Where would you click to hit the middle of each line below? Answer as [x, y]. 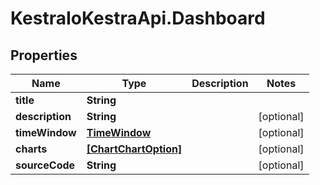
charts [31, 149]
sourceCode [45, 165]
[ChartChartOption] [134, 149]
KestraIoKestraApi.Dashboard [138, 18]
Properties [44, 55]
